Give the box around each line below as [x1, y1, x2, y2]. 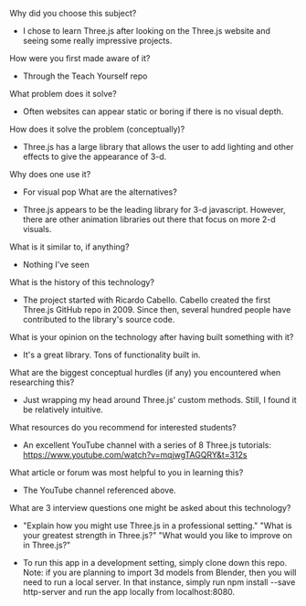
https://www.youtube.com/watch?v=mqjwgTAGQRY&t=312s [22, 450, 248, 460]
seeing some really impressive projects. [22, 36, 173, 46]
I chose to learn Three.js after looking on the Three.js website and [22, 26, 271, 36]
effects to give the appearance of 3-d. [22, 151, 167, 162]
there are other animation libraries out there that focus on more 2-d [22, 214, 276, 225]
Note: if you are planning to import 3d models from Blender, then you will [22, 567, 297, 578]
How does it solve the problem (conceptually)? [9, 123, 185, 134]
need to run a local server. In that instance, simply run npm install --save [22, 577, 296, 588]
